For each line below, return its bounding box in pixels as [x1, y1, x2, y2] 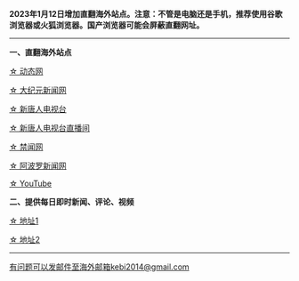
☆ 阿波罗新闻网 [9, 160, 67, 171]
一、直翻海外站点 [9, 47, 72, 57]
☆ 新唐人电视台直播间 [9, 123, 91, 132]
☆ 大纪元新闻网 [9, 84, 67, 95]
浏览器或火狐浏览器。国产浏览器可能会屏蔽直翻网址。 [9, 20, 205, 30]
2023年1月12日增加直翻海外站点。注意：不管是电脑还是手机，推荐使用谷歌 [9, 9, 283, 19]
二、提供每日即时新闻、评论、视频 [9, 197, 134, 207]
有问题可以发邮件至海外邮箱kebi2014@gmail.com [9, 261, 190, 272]
